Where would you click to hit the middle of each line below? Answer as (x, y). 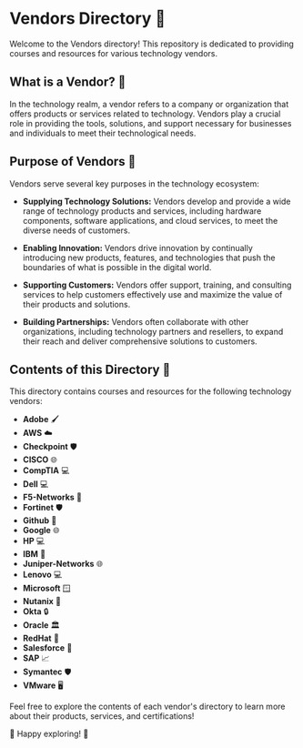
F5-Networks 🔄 (52, 497)
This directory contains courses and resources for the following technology (151, 391)
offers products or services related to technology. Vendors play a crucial (145, 114)
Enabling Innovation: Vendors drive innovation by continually (137, 248)
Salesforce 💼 (47, 648)
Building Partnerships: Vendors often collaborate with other (136, 321)
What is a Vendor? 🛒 (68, 82)
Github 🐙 (40, 521)
